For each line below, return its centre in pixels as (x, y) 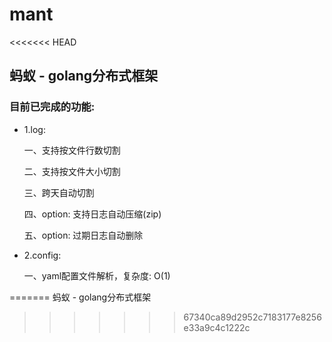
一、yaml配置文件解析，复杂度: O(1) (97, 275)
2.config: (42, 255)
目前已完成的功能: (52, 107)
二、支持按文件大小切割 (72, 171)
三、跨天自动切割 (59, 192)
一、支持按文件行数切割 (72, 150)
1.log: (34, 129)
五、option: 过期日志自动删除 (83, 235)
